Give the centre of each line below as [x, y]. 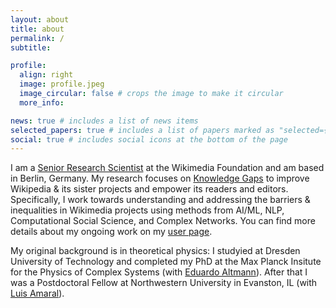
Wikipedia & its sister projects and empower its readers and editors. [149, 189]
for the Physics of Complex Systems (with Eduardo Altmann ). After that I [159, 272]
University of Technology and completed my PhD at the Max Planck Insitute [166, 262]
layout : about [40, 19]
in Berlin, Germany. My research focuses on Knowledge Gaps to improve [160, 178]
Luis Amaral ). [37, 293]
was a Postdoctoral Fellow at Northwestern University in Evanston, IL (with [164, 283]
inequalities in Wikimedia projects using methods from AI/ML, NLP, [147, 210]
